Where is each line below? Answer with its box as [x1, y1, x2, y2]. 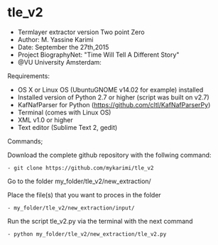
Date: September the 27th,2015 [17, 43, 109, 51]
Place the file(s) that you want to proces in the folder [7, 190, 161, 199]
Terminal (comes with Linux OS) [17, 108, 111, 116]
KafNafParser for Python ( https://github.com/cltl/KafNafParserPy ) [17, 100, 211, 109]
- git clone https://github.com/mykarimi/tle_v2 [7, 164, 154, 171]
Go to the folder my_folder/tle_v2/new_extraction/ [7, 177, 151, 185]
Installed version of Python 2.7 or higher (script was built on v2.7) [17, 93, 209, 102]
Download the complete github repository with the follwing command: [7, 151, 212, 159]
